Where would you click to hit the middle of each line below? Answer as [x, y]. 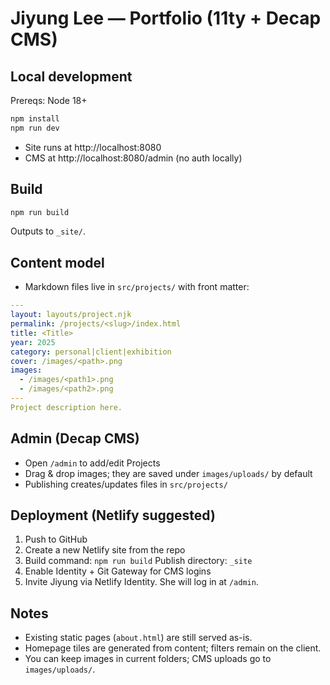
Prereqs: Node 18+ [49, 100]
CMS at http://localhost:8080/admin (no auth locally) [133, 158]
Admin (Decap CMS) [75, 438]
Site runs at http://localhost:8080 [93, 147]
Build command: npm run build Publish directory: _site [138, 561]
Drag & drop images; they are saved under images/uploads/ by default [168, 473]
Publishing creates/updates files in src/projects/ [126, 484]
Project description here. [66, 407]
